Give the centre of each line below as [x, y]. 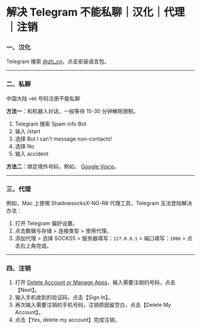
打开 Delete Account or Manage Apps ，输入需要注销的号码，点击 [95, 282]
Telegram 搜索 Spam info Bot [51, 124]
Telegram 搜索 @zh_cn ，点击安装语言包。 [58, 62]
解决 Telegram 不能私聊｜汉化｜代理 [96, 12]
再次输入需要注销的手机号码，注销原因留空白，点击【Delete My [93, 305]
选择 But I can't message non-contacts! [63, 139]
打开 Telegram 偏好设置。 [46, 223]
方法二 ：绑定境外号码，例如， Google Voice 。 [63, 166]
